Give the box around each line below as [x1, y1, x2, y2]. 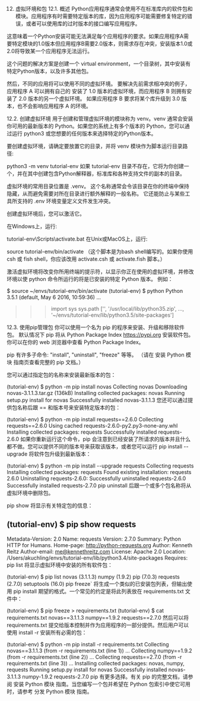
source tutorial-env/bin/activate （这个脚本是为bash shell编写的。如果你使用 [7, 248, 193, 255]
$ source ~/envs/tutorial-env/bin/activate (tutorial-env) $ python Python [7, 288, 183, 294]
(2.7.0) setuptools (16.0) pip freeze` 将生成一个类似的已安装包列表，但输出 [7, 580, 188, 587]
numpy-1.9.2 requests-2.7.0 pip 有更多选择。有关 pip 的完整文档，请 [22, 673, 189, 680]
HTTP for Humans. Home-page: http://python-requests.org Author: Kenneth [7, 541, 193, 548]
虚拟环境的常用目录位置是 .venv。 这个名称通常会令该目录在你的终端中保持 [7, 183, 189, 190]
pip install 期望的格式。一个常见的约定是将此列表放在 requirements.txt [13, 588, 184, 595]
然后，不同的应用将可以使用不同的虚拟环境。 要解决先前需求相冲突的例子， [7, 80, 191, 87]
